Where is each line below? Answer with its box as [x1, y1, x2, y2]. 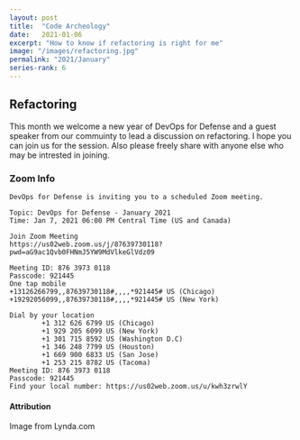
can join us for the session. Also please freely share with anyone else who [9, 140, 284, 151]
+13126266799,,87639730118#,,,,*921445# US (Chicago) [9, 287, 216, 296]
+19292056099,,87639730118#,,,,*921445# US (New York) [9, 295, 220, 304]
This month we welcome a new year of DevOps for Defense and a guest [9, 121, 277, 132]
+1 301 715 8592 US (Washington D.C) [41, 335, 183, 344]
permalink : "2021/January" [9, 55, 111, 64]
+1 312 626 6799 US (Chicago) [41, 318, 155, 327]
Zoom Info [9, 172, 56, 185]
